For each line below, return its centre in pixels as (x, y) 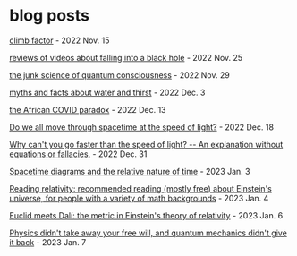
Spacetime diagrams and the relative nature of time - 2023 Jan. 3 (130, 171)
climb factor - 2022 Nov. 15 (59, 40)
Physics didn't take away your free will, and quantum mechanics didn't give (148, 233)
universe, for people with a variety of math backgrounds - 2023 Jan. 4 (139, 198)
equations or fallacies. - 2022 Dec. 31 (78, 154)
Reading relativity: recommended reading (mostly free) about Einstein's (141, 188)
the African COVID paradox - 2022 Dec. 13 (88, 109)
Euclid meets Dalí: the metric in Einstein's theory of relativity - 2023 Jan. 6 (146, 215)
